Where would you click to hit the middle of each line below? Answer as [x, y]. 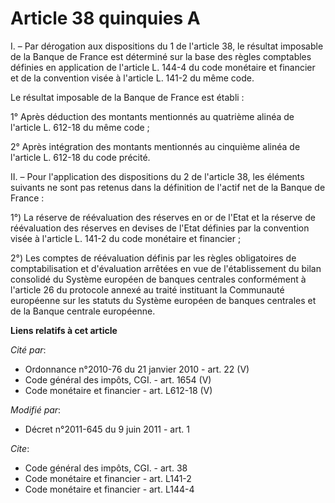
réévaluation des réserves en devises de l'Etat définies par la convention [160, 228]
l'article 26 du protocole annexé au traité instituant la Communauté [147, 289]
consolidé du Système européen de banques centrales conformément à [158, 279]
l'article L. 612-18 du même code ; [80, 127]
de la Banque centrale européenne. [83, 311]
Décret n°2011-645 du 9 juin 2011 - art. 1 [107, 429]
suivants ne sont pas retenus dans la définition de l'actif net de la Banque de [168, 187]
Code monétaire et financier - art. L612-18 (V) [118, 390]
